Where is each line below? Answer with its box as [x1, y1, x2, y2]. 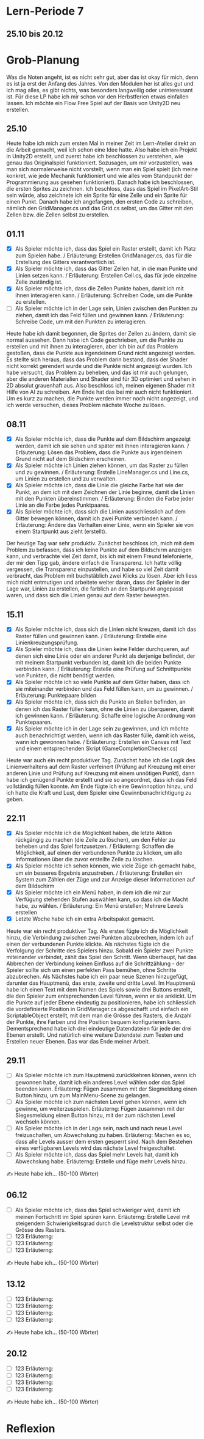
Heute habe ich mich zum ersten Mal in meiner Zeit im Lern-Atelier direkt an [6, 139, 197, 147]
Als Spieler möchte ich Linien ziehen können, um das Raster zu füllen [15, 462, 189, 469]
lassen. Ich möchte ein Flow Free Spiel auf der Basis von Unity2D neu [6, 99, 181, 106]
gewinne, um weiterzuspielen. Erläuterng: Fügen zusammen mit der [15, 1105, 185, 1112]
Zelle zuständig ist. [15, 278, 63, 285]
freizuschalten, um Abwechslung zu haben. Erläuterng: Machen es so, [15, 1131, 192, 1138]
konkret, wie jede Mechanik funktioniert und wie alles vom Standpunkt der [6, 172, 193, 180]
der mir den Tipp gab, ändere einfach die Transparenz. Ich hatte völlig [6, 559, 181, 567]
